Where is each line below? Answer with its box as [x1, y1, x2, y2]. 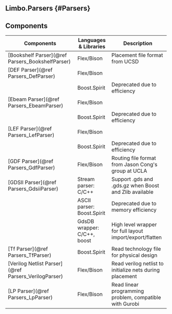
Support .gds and [111, 176, 154, 183]
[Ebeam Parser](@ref [8, 96, 60, 103]
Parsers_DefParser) [8, 73, 55, 80]
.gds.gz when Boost [111, 182, 160, 189]
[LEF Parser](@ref [8, 125, 52, 132]
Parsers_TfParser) [8, 252, 52, 259]
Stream [77, 176, 95, 183]
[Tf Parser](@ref [8, 245, 48, 253]
